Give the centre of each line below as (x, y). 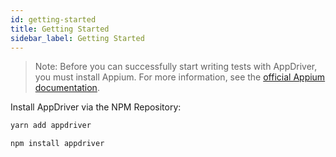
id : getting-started (53, 19)
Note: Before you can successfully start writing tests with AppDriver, (176, 67)
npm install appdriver (57, 144)
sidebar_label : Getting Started (77, 38)
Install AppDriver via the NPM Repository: (96, 107)
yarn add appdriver (51, 126)
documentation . (67, 88)
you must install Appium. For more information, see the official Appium (180, 77)
